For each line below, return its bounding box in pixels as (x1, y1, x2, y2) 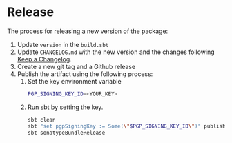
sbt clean (27, 116, 57, 123)
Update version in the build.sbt (17, 40, 109, 48)
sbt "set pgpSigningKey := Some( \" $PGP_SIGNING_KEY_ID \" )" (27, 122, 202, 130)
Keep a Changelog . (17, 55, 72, 63)
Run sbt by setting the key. (27, 103, 104, 111)
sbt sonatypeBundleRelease (27, 129, 106, 136)
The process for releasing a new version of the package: (7, 27, 168, 35)
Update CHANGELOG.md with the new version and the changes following (17, 48, 215, 56)
